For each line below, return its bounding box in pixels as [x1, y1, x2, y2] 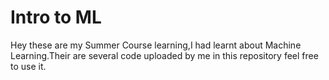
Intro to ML [10, 6, 102, 29]
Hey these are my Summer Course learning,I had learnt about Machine [10, 39, 302, 51]
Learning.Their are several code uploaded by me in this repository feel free [10, 49, 319, 61]
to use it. [10, 60, 47, 72]
